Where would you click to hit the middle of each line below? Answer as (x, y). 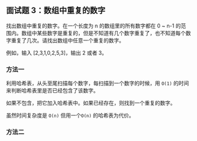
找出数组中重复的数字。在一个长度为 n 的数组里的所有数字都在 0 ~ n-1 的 (94, 26)
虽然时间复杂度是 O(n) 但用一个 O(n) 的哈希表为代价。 (70, 115)
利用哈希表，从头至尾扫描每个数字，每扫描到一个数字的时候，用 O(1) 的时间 (98, 83)
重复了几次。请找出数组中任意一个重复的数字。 (67, 40)
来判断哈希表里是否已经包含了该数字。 (52, 91)
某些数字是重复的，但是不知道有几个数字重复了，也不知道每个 (111, 33)
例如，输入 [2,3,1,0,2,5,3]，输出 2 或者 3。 (57, 53)
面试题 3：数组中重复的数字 (56, 11)
